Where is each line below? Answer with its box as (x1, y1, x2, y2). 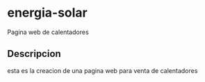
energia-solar (7, 5, 88, 21)
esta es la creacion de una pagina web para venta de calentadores (7, 66, 198, 74)
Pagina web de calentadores (7, 28, 89, 36)
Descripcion (7, 48, 61, 60)
